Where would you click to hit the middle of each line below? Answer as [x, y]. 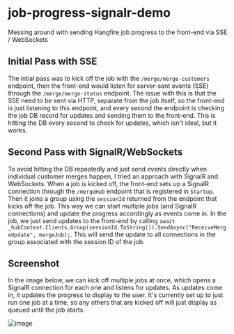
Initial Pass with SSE [53, 62]
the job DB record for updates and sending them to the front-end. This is [112, 115]
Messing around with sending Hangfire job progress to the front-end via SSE [118, 32]
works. [18, 130]
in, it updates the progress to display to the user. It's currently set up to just [116, 295]
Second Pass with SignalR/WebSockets [95, 152]
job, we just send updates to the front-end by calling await [92, 220]
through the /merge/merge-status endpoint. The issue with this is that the [112, 93]
